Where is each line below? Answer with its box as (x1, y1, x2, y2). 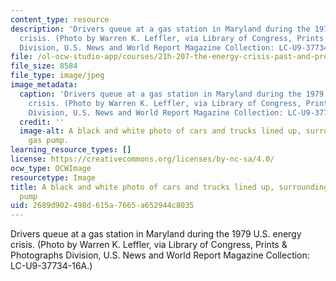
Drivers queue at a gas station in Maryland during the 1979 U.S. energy (10, 228, 302, 240)
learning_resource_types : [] (10, 145, 132, 155)
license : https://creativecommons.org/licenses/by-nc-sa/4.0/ (10, 154, 275, 164)
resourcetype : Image (10, 172, 97, 183)
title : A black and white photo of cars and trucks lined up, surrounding (10, 182, 329, 192)
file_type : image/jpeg (10, 71, 105, 81)
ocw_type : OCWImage (10, 163, 92, 173)
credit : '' (19, 117, 65, 127)
